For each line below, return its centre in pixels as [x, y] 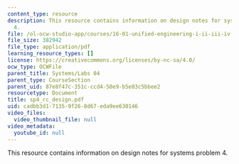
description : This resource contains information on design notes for [114, 21]
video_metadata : [31, 126]
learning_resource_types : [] [51, 54]
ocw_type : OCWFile [34, 67]
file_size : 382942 [34, 40]
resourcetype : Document [43, 93]
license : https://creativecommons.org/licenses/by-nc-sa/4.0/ [101, 60]
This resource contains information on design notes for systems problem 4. [118, 153]
